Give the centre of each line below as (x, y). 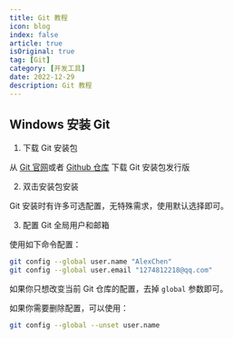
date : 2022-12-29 (42, 77)
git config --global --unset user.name (85, 325)
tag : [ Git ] (30, 60)
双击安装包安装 (50, 186)
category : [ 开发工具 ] (48, 69)
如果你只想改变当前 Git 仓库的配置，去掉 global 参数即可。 (119, 289)
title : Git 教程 (39, 18)
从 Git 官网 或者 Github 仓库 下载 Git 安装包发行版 (100, 167)
